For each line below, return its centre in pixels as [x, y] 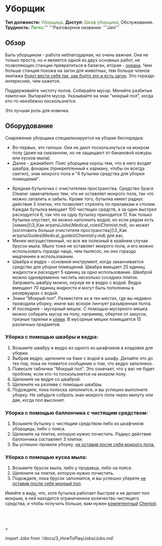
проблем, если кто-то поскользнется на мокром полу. [69, 374]
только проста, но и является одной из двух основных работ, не [73, 60]
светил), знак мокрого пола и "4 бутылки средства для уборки [78, 173]
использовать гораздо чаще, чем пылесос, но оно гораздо [74, 251]
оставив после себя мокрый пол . [47, 483]
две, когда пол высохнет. [39, 400]
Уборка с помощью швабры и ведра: [52, 337]
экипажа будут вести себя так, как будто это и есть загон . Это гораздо [80, 76]
